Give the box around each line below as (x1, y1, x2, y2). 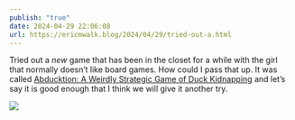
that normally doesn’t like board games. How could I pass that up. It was (9, 64, 278, 75)
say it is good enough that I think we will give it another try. (9, 83, 228, 95)
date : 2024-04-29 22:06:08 (9, 22, 111, 31)
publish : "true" (9, 13, 70, 23)
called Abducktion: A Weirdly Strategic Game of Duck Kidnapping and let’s (9, 74, 286, 85)
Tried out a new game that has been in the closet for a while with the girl (9, 55, 278, 66)
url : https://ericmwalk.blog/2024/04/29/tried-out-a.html (9, 30, 232, 39)
